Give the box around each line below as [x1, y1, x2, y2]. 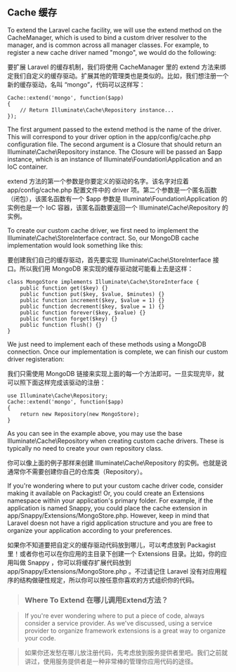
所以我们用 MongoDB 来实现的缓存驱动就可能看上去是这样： [19, 264, 194, 273]
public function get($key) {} [20, 284, 109, 292]
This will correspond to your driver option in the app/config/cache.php [7, 132, 211, 141]
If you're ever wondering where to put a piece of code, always [24, 612, 205, 620]
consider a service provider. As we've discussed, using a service [24, 619, 213, 628]
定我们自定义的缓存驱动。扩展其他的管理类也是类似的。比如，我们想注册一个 [7, 71, 229, 79]
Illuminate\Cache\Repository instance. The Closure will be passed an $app [7, 147, 223, 156]
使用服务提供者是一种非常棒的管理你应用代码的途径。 [43, 657, 197, 666]
